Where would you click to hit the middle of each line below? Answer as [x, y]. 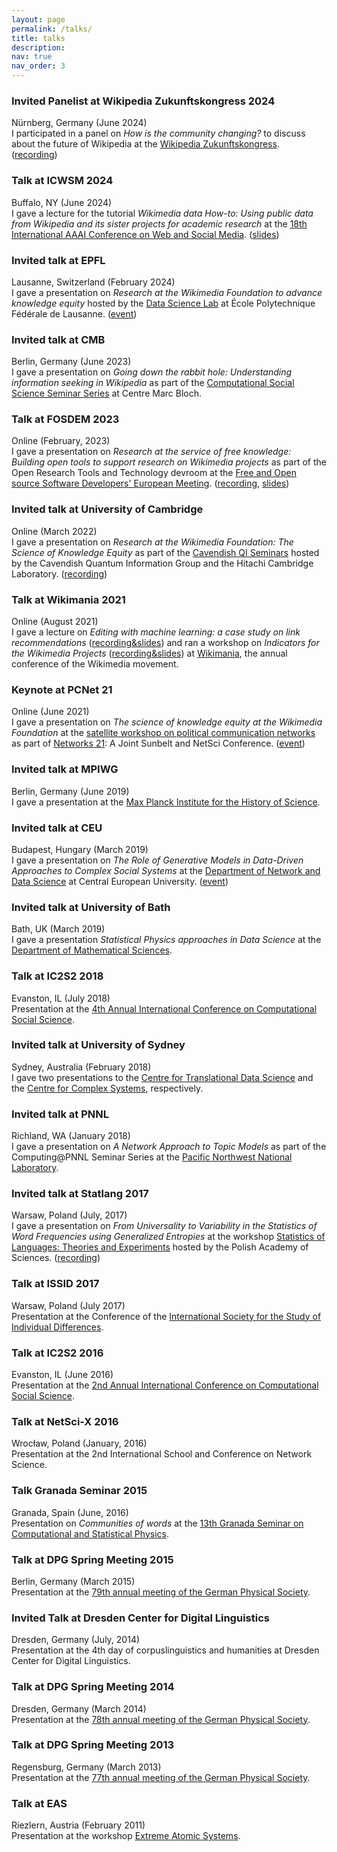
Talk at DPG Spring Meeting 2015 [92, 1559]
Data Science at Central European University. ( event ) [120, 881]
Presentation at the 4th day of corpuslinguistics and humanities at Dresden [165, 1650]
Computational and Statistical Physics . [90, 1533]
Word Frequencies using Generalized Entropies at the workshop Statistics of [168, 1237]
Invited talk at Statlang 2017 [80, 1194]
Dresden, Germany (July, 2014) [76, 1640]
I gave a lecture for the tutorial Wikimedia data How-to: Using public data [162, 213]
